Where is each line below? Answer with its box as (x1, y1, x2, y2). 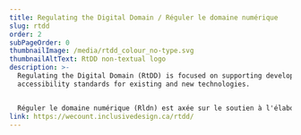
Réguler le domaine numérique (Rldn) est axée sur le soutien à (17, 104, 262, 113)
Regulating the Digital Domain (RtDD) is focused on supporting (17, 72, 262, 80)
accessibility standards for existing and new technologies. (17, 80, 251, 89)
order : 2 (9, 30, 42, 38)
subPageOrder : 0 (9, 38, 70, 47)
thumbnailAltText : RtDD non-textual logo (9, 55, 167, 63)
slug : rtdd (9, 21, 50, 30)
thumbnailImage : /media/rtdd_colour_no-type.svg (9, 46, 194, 55)
